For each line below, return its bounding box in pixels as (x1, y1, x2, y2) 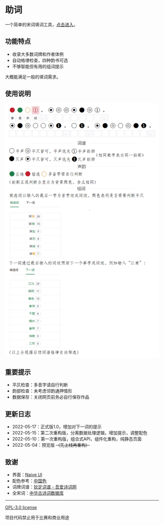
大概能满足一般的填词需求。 (5, 74, 61, 80)
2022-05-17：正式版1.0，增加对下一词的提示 (12, 424, 102, 430)
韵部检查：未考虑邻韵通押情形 (12, 388, 72, 394)
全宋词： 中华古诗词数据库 (12, 490, 64, 496)
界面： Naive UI (12, 472, 42, 478)
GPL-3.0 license (5, 504, 37, 510)
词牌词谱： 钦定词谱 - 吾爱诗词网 (12, 484, 77, 490)
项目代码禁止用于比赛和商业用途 (5, 515, 69, 521)
